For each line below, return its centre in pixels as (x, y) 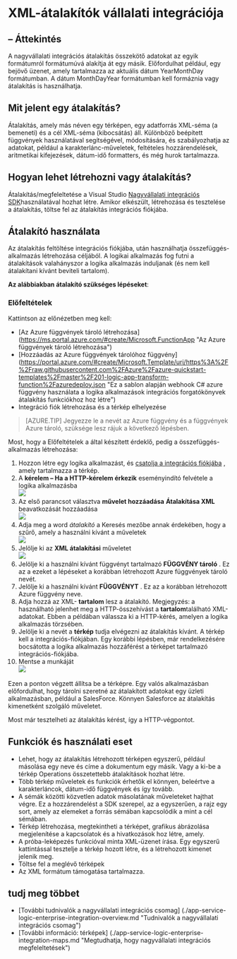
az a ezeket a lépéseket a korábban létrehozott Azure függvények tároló (123, 571)
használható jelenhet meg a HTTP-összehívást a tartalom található (114, 609)
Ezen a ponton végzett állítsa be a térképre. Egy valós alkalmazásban (108, 683)
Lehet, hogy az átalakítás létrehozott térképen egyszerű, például (111, 759)
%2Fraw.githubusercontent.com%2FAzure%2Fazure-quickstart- (112, 369)
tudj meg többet (44, 893)
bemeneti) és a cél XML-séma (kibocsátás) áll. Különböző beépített (105, 133)
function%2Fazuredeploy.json (62, 384)
